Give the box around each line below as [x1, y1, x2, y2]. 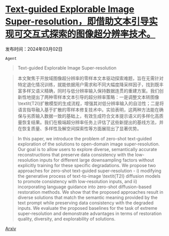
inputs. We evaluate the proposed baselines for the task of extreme [17, 205, 157, 211]
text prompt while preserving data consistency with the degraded [17, 200, 154, 206]
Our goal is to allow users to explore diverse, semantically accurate [17, 146, 157, 152]
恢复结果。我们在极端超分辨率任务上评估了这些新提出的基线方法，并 [22, 119, 164, 125]
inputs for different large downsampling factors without [39, 157, 154, 163]
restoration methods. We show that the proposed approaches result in [17, 189, 164, 195]
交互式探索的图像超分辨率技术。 [23, 29, 156, 40]
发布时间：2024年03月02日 [5, 46, 63, 52]
